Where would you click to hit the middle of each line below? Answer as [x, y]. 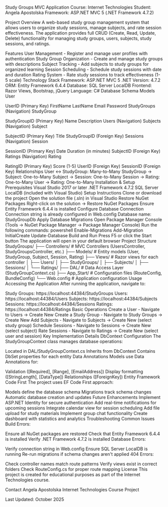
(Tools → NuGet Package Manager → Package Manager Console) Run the [81, 225]
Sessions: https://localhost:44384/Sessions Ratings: [59, 304]
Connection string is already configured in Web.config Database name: [78, 214]
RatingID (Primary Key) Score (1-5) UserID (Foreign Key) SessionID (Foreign [83, 166]
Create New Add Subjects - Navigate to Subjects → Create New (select [78, 320]
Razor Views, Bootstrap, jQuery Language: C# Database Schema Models [80, 91]
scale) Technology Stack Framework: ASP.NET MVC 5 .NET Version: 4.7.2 [85, 80]
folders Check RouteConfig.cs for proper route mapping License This [76, 469]
